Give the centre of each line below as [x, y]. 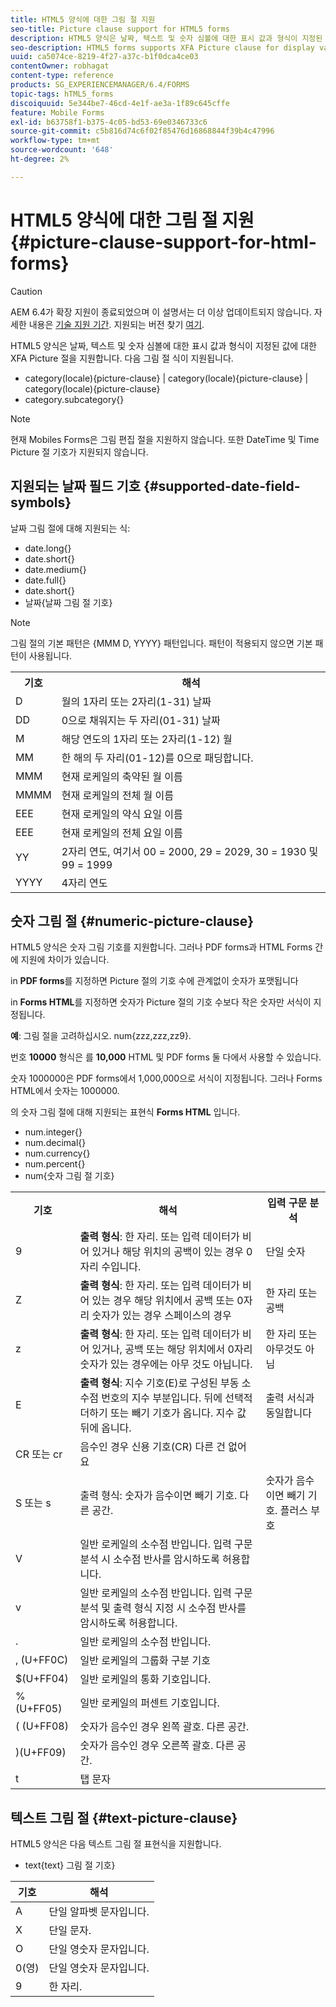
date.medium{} [55, 569]
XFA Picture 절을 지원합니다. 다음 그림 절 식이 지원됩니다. [122, 358]
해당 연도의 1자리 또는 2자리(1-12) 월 [147, 739]
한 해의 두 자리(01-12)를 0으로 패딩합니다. [157, 758]
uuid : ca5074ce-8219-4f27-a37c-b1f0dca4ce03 [104, 57]
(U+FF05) [39, 1709]
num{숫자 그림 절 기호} [69, 1176]
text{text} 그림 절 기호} [70, 1865]
